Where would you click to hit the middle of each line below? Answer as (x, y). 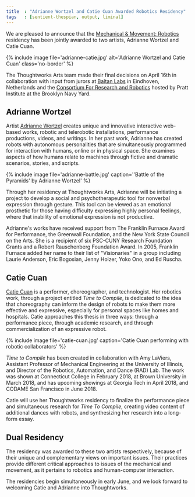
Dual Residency (35, 437)
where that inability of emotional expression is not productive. (80, 217)
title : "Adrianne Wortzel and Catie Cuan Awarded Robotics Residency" (96, 11)
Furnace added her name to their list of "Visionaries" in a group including (94, 253)
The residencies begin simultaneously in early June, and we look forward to (97, 481)
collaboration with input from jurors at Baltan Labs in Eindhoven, (83, 81)
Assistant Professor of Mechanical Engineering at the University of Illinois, (95, 364)
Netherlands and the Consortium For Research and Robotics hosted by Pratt (97, 87)
